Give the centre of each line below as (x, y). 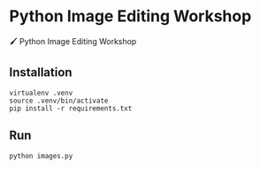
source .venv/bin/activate (59, 100)
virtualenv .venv (41, 93)
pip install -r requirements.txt (71, 108)
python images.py (41, 156)
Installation (41, 73)
